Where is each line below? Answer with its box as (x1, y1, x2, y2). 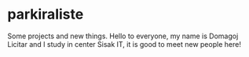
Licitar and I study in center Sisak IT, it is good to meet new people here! (7, 39, 241, 48)
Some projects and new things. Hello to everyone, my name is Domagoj (7, 31, 239, 41)
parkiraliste (7, 5, 84, 23)
